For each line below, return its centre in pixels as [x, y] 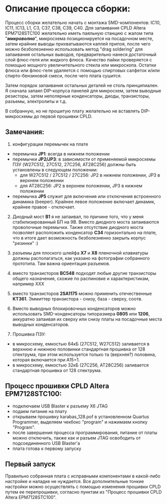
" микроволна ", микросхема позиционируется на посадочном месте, [79, 38]
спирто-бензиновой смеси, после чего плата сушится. [64, 75]
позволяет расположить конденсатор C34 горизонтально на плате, [84, 232]
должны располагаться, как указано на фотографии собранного [81, 258]
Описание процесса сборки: [68, 9]
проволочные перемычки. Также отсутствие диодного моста [78, 227]
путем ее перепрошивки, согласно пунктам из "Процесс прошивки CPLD [83, 492]
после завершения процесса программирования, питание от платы [85, 432]
